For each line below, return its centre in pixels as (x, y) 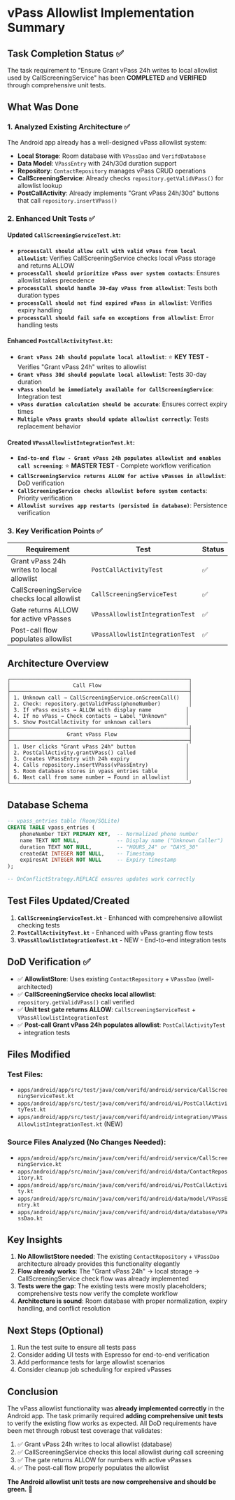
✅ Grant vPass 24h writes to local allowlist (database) (95, 1444)
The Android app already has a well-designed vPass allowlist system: (107, 142)
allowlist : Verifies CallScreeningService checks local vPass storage (116, 258)
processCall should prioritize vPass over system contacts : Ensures (119, 273)
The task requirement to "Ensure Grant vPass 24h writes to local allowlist (113, 70)
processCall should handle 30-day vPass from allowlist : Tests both (117, 287)
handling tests (38, 325)
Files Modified (39, 1054)
